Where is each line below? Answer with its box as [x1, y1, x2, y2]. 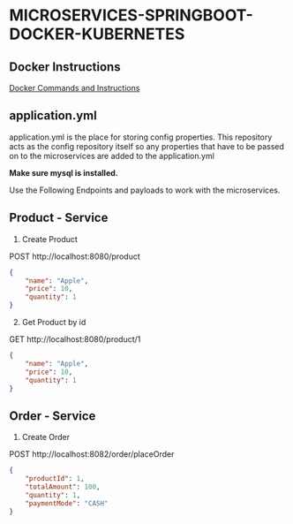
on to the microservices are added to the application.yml [9, 150, 214, 161]
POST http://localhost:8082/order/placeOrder [9, 449, 175, 459]
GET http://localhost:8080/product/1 [9, 334, 141, 345]
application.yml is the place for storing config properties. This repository [9, 132, 273, 142]
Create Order [21, 432, 71, 443]
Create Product [21, 233, 78, 244]
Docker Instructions [9, 59, 121, 74]
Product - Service [9, 210, 109, 225]
